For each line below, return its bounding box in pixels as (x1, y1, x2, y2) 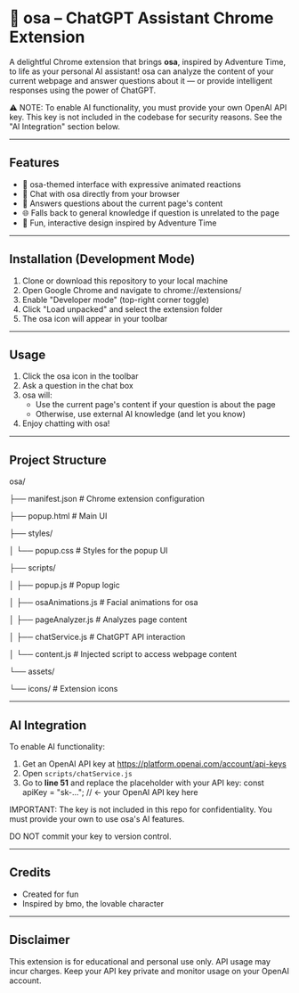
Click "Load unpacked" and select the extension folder (21, 303, 223, 315)
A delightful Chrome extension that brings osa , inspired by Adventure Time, (9, 56, 287, 67)
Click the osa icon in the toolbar (21, 371, 139, 382)
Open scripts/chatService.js (21, 768, 133, 778)
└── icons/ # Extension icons (9, 684, 118, 694)
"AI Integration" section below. (9, 120, 121, 132)
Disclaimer (9, 932, 70, 948)
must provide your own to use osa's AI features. (9, 814, 185, 824)
